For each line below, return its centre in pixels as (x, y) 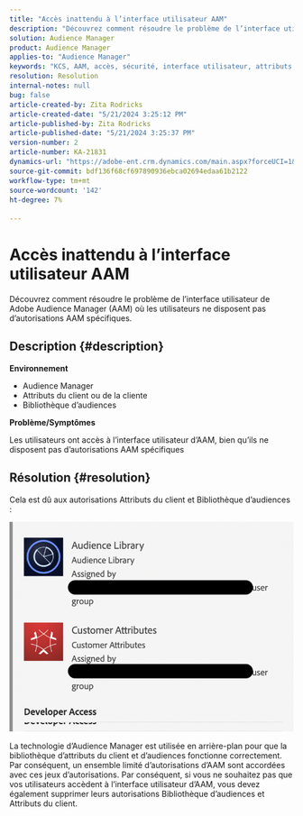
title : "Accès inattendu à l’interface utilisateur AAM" (119, 19)
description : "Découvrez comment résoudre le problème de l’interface (145, 28)
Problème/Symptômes (53, 422)
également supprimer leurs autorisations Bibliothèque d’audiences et (137, 794)
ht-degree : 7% (36, 200)
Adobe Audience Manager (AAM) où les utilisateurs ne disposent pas (138, 309)
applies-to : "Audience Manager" (70, 57)
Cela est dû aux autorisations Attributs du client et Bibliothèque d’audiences (150, 500)
